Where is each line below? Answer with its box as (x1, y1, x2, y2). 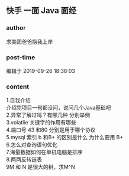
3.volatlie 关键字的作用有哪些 (6, 119, 77, 126)
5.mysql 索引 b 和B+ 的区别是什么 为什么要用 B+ (6, 134, 124, 141)
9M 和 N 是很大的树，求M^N (6, 164, 75, 171)
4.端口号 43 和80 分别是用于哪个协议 (6, 126, 96, 133)
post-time (6, 53, 36, 61)
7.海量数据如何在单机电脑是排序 (6, 149, 83, 156)
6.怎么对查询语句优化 (6, 141, 58, 148)
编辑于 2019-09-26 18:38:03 (6, 67, 75, 74)
